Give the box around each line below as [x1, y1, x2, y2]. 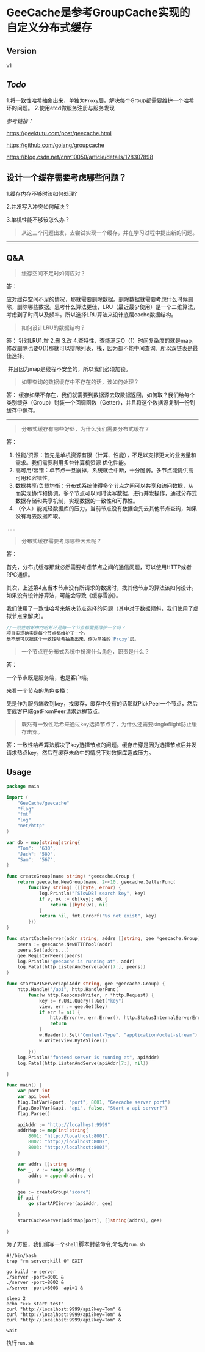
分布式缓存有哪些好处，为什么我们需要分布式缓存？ [21, 425, 150, 433]
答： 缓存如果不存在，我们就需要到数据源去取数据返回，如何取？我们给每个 [6, 391, 195, 398]
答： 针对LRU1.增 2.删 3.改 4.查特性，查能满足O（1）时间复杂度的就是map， [6, 337, 197, 345]
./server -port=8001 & [6, 1274, 64, 1280]
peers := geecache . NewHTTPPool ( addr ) [17, 941, 113, 947]
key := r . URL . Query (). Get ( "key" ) [38, 998, 124, 1004]
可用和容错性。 [15, 474, 53, 482]
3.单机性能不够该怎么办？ [6, 215, 70, 223]
